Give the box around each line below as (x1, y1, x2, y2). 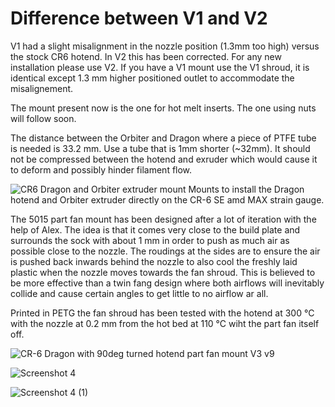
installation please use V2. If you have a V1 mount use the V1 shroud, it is (10, 61, 310, 73)
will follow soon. (10, 112, 77, 124)
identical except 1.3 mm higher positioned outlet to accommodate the (10, 72, 295, 84)
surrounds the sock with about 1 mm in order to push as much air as (10, 234, 290, 246)
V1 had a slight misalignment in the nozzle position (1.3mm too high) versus (10, 40, 320, 52)
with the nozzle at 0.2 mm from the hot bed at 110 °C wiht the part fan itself (10, 317, 320, 329)
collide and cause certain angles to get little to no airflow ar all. (10, 287, 269, 299)
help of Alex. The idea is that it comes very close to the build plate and (10, 223, 301, 236)
